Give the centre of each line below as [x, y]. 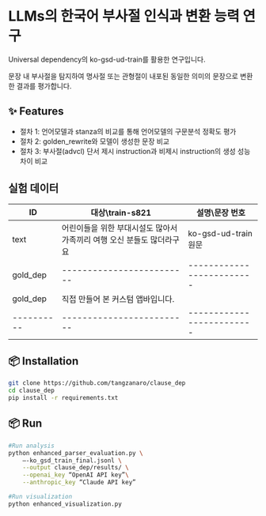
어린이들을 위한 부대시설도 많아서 [120, 228]
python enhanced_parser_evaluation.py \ [76, 453]
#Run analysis [32, 446]
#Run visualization [40, 497]
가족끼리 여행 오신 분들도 [105, 239]
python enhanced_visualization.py [65, 504]
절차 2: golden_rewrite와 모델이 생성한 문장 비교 [95, 141]
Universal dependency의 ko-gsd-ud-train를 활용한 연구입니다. [107, 59]
